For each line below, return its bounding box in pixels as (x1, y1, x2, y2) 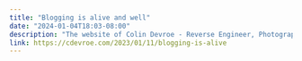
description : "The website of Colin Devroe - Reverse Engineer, (9, 30, 255, 39)
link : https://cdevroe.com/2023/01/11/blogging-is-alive (9, 38, 227, 48)
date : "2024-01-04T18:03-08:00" (9, 22, 130, 30)
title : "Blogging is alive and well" (9, 13, 151, 22)
